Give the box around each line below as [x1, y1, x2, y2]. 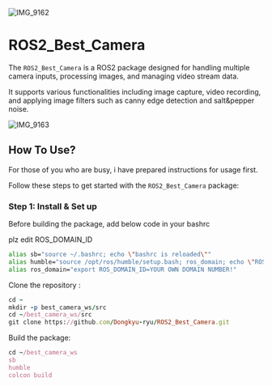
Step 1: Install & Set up [8, 201, 97, 212]
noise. [8, 104, 29, 113]
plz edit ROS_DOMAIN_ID [8, 235, 93, 244]
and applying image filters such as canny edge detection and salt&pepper [8, 95, 255, 105]
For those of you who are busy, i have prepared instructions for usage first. [8, 164, 258, 174]
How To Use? [8, 143, 76, 157]
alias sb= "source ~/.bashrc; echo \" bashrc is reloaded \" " [8, 251, 212, 259]
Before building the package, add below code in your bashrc [8, 219, 210, 229]
